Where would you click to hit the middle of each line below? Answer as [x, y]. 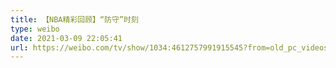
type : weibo [35, 29]
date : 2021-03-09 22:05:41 [66, 38]
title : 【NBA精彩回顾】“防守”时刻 [74, 19]
